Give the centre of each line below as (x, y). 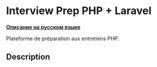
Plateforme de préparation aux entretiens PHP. (63, 38)
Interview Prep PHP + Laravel (79, 11)
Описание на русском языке (43, 27)
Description (28, 57)
